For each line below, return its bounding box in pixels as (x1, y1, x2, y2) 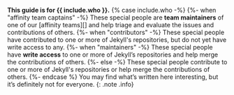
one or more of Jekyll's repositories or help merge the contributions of (7, 66, 210, 73)
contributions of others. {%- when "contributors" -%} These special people (7, 28, 225, 36)
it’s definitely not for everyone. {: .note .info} (7, 80, 134, 88)
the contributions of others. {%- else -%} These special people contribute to (7, 58, 228, 66)
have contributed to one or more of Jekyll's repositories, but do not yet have (7, 36, 227, 44)
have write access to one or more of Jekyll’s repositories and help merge (7, 50, 219, 59)
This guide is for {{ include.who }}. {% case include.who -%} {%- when (7, 6, 217, 14)
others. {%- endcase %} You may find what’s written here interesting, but (7, 73, 219, 81)
